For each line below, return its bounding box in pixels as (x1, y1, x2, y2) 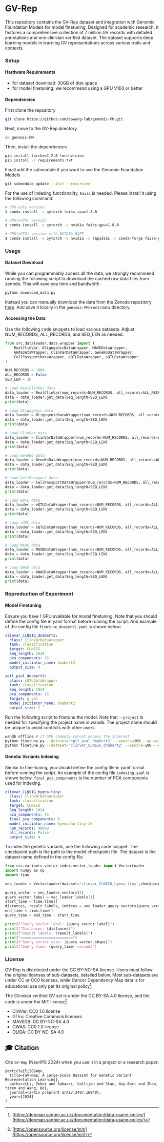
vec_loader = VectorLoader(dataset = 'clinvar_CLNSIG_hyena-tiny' (5, 881, 139, 886)
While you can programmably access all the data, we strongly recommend (5, 270, 155, 276)
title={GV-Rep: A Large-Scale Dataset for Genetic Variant (9, 1073, 132, 1078)
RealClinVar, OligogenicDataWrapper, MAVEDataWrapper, (14, 345, 128, 350)
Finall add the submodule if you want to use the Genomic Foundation (5, 166, 143, 172)
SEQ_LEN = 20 (5, 377, 32, 382)
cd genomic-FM (5, 135, 34, 140)
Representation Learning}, (5, 1077, 60, 1082)
